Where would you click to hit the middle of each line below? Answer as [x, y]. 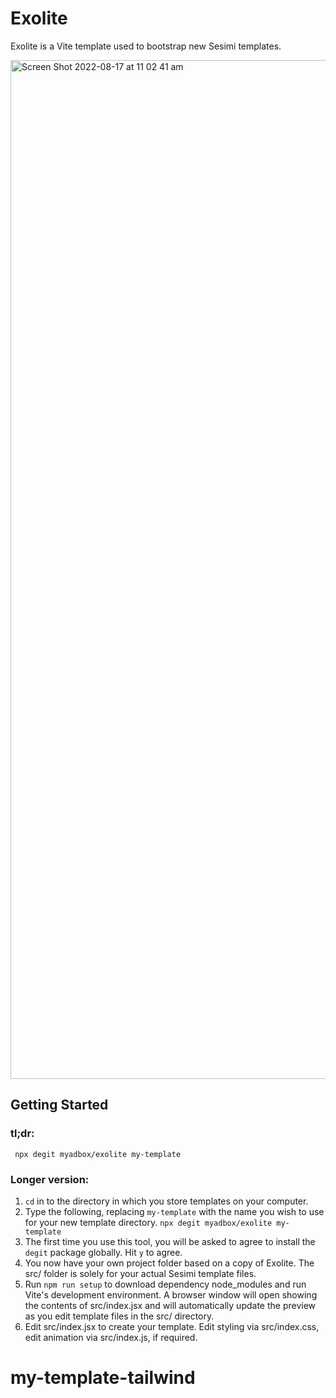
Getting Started [59, 1105]
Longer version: [50, 1179]
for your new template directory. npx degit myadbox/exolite [148, 1222]
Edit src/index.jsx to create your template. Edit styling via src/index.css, [172, 1326]
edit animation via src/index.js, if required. [111, 1337]
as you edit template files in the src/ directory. [119, 1316]
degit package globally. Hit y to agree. [103, 1252]
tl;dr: [22, 1134]
